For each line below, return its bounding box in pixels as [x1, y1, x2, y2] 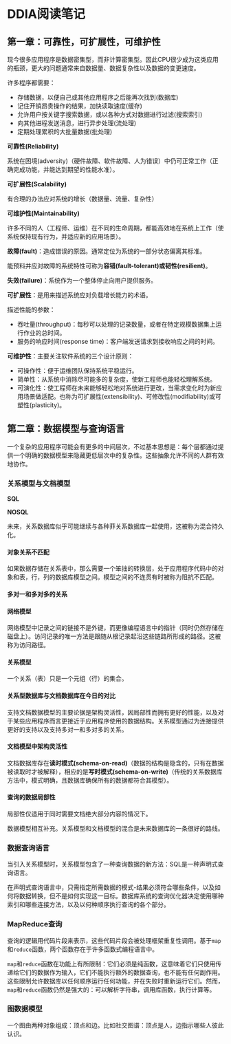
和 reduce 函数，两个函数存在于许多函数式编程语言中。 [7, 945, 158, 953]
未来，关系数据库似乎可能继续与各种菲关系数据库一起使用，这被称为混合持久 [7, 522, 224, 530]
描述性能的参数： [7, 305, 56, 314]
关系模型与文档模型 [7, 479, 71, 488]
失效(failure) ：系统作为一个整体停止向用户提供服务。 [7, 276, 157, 284]
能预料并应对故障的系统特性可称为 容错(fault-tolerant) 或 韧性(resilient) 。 [7, 262, 212, 270]
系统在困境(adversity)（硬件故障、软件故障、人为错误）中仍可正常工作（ [7, 157, 213, 165]
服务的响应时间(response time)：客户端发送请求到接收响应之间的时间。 [16, 338, 219, 345]
